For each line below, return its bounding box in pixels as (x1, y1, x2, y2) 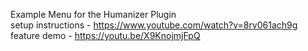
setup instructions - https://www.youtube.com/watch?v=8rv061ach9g (10, 19, 298, 31)
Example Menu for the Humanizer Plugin (10, 9, 177, 20)
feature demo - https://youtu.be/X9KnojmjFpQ (10, 30, 201, 41)
